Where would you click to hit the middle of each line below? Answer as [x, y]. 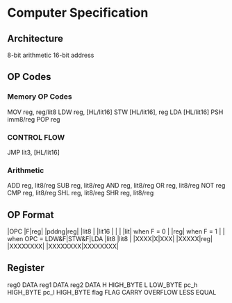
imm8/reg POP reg [34, 119]
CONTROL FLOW [36, 137]
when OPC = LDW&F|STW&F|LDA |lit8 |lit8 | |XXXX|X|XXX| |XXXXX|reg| [110, 239]
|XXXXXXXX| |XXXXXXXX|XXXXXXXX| [63, 246]
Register [26, 268]
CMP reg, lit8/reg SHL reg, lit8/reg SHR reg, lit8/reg [81, 193]
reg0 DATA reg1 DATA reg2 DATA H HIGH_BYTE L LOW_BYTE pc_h [102, 285]
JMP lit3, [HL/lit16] [34, 152]
